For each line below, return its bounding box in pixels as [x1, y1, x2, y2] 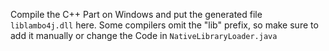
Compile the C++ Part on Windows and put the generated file [10, 9, 263, 20]
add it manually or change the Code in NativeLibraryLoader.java [10, 30, 278, 41]
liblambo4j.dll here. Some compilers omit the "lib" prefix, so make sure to [10, 19, 319, 31]
